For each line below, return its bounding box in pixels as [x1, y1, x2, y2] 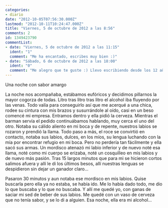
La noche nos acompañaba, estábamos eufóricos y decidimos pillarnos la [5, 91, 157, 97]
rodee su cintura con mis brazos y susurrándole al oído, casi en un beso [5, 107, 154, 113]
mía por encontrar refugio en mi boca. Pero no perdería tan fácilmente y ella [5, 139, 161, 145]
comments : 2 [5, 31, 30, 36]
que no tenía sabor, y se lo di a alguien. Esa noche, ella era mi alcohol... [5, 197, 152, 203]
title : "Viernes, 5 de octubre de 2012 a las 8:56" [5, 26, 115, 31]
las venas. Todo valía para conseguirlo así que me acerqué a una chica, [5, 102, 152, 108]
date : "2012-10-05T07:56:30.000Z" [5, 17, 77, 22]
